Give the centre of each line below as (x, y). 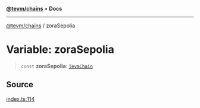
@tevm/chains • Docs (34, 9)
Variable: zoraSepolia (60, 50)
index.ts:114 (21, 99)
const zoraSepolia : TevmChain (57, 66)
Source (20, 85)
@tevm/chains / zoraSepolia (41, 26)
